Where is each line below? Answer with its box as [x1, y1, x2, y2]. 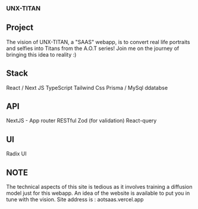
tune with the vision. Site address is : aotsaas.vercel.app [6, 195, 144, 203]
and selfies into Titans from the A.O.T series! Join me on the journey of [6, 45, 180, 52]
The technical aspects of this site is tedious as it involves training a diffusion [6, 183, 193, 190]
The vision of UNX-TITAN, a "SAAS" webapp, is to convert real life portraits [6, 38, 190, 45]
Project [6, 23, 34, 33]
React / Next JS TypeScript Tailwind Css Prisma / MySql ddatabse [6, 84, 168, 91]
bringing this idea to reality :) [6, 51, 77, 58]
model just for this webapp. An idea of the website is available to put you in [6, 189, 190, 196]
